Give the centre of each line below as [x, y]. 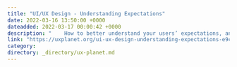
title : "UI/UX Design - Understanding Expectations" [86, 14]
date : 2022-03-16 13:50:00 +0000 [56, 20]
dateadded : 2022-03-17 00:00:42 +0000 [64, 27]
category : [22, 46]
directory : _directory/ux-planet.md [61, 53]
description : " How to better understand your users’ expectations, [115, 33]
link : [15, 40]
